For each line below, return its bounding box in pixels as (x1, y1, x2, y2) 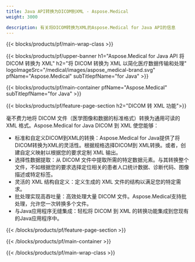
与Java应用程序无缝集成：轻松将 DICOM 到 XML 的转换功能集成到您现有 (14, 208, 189, 215)
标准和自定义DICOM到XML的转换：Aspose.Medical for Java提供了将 (14, 135, 180, 142)
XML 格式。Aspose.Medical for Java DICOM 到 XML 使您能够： (6, 122, 159, 129)
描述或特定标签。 (14, 171, 56, 178)
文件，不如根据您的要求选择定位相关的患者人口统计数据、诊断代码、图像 (14, 164, 189, 171)
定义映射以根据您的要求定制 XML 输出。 (25, 149, 121, 156)
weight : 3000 (6, 14, 38, 20)
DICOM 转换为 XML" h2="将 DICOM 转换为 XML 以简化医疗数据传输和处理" (6, 60, 187, 67)
